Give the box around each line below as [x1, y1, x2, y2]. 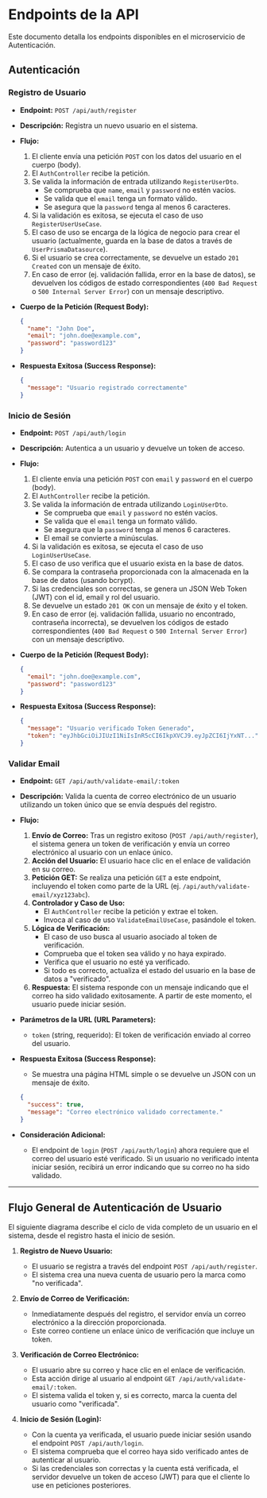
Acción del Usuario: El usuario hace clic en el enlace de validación [31, 856, 251, 866]
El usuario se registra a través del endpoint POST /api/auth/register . [31, 1261, 258, 1271]
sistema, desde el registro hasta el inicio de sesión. [8, 1230, 176, 1240]
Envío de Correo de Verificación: [19, 1293, 130, 1303]
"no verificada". [31, 1278, 83, 1288]
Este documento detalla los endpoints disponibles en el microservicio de [8, 32, 246, 41]
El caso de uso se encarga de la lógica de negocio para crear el [31, 227, 241, 237]
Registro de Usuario [8, 87, 87, 98]
